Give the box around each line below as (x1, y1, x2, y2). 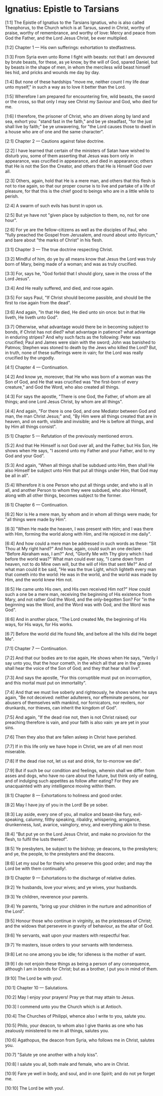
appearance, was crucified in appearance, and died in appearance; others (5, 158, 153, 164)
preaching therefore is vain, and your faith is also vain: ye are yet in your (5, 719, 149, 725)
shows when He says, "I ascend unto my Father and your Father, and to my (5, 447, 155, 453)
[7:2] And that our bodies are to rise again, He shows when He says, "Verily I (5, 655, 158, 661)
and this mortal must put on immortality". (5, 680, 86, 686)
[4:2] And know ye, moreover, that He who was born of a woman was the (5, 373, 151, 379)
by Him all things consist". (5, 424, 57, 429)
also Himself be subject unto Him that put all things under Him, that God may (5, 467, 158, 473)
